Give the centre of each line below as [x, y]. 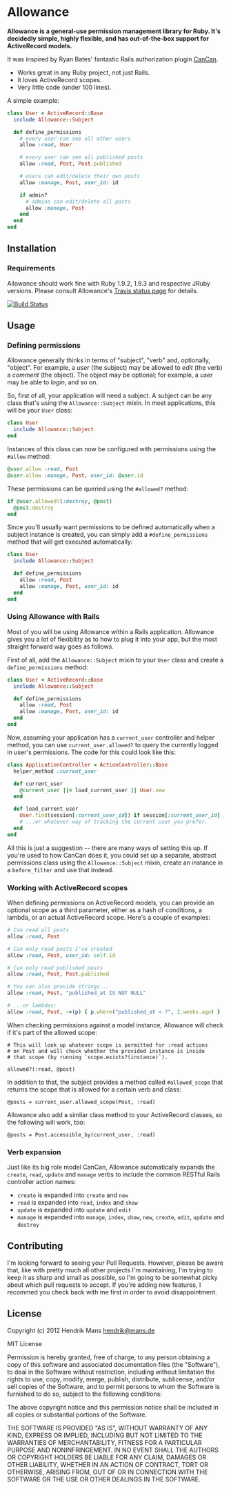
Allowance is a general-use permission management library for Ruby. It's [114, 31]
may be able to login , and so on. [53, 382]
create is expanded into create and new [73, 1195]
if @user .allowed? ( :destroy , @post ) [60, 501]
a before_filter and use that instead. [60, 869]
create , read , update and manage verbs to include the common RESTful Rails [114, 1174]
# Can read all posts [38, 930]
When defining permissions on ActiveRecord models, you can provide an [111, 903]
